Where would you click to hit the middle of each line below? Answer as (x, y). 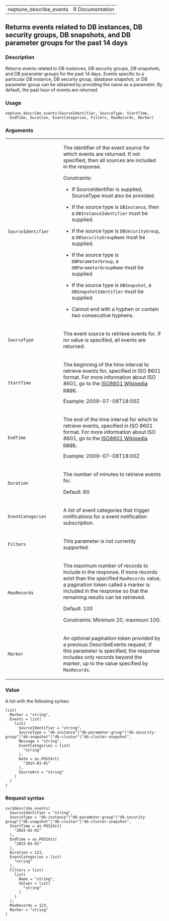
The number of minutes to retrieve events (112, 475)
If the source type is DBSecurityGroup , (116, 231)
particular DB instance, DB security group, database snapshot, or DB (76, 79)
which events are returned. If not (102, 154)
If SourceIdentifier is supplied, (107, 190)
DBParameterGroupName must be (108, 268)
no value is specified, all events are (104, 340)
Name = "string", (37, 879)
